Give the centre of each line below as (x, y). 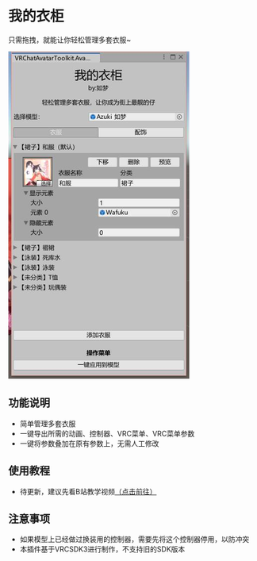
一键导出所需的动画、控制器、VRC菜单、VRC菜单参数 (107, 433)
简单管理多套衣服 (48, 423)
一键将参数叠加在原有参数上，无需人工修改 (89, 443)
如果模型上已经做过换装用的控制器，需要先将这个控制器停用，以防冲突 (134, 540)
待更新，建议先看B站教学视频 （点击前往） (88, 491)
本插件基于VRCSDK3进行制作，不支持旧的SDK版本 (102, 549)
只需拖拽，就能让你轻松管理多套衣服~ (70, 40)
